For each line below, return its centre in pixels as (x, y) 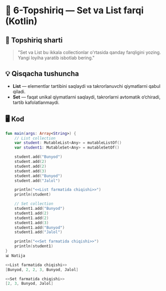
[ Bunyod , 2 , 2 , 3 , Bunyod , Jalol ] (42, 270)
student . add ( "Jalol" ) (37, 181)
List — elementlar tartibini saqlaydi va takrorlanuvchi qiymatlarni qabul (86, 86)
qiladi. (19, 91)
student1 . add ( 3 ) (32, 223)
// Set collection (34, 204)
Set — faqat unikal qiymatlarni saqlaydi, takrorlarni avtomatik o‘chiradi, (87, 97)
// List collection (35, 138)
